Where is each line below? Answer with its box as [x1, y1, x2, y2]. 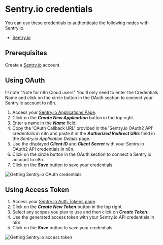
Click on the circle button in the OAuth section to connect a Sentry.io [12, 151, 152, 157]
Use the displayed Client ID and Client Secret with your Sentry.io [12, 140, 144, 146]
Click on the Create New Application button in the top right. [12, 114, 134, 120]
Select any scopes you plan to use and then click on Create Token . [12, 209, 149, 215]
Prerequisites [5, 49, 47, 57]
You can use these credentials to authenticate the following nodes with [5, 20, 149, 26]
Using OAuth [5, 76, 45, 85]
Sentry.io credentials [5, 3, 93, 15]
